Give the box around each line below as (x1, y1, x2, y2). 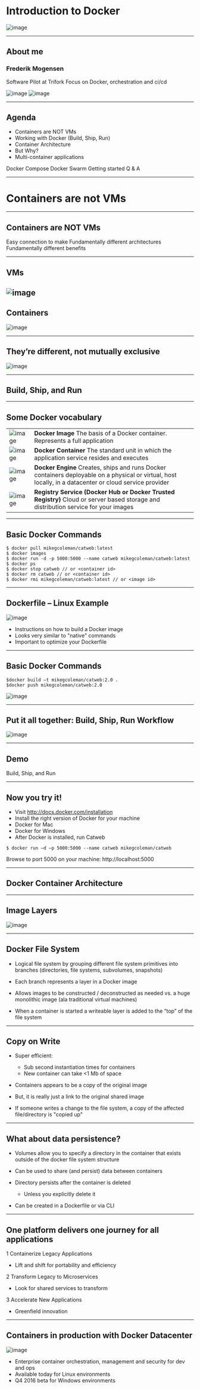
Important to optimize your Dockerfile (14, 638, 107, 645)
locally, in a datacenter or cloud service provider (34, 478, 170, 486)
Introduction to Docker (6, 4, 120, 18)
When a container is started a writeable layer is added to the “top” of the (14, 1007, 193, 1015)
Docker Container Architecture (6, 878, 123, 888)
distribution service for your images (34, 503, 134, 511)
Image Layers (6, 906, 58, 916)
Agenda (6, 113, 36, 123)
